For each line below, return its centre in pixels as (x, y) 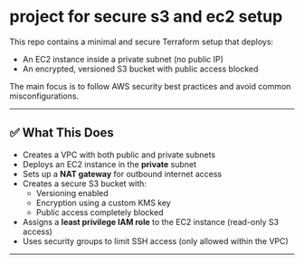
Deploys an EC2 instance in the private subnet (109, 164)
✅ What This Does (62, 133)
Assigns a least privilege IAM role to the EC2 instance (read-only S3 (150, 222)
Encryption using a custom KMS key (104, 203)
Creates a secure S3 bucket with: (85, 184)
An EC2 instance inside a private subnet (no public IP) (123, 59)
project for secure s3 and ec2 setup (146, 17)
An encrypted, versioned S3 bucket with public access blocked (140, 69)
